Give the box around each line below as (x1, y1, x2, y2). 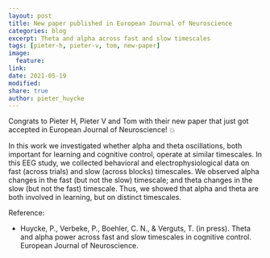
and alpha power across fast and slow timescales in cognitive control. (19, 232, 251, 242)
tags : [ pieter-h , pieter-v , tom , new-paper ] (8, 42, 160, 50)
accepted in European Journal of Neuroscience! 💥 (8, 125, 176, 135)
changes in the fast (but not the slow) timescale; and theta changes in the (8, 175, 253, 185)
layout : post (8, 11, 52, 20)
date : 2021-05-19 (8, 72, 67, 80)
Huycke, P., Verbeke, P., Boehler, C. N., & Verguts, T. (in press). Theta (19, 223, 251, 234)
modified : (8, 79, 42, 87)
